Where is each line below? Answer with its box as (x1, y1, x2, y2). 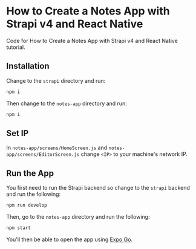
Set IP (6, 128, 29, 138)
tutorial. (6, 44, 25, 51)
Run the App (6, 168, 54, 178)
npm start (6, 225, 31, 231)
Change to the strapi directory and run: (6, 77, 106, 84)
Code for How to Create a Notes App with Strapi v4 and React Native (6, 37, 178, 44)
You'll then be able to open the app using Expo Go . (6, 236, 133, 243)
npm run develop (6, 202, 47, 209)
